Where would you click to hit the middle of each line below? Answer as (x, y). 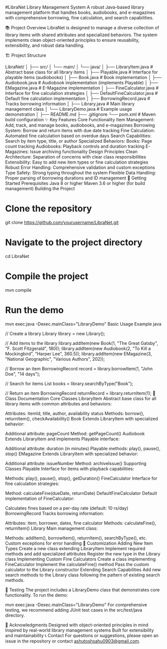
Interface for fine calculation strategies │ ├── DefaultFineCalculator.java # (82, 93)
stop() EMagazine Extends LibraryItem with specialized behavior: (72, 454)
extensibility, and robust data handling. (45, 45)
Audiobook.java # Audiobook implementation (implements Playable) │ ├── (82, 82)
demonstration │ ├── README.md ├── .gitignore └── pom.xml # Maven (81, 114)
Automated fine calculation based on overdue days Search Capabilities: (78, 136)
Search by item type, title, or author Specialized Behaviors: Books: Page (79, 141)
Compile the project (47, 277)
